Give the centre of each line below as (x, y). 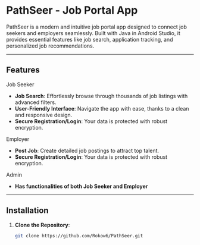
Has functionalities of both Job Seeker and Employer (81, 186)
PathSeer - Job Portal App (72, 10)
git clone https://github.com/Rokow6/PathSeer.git (79, 235)
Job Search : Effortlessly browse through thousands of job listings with (101, 96)
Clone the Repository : (42, 225)
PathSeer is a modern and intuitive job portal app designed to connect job (97, 27)
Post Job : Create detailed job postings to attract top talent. (87, 150)
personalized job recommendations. (50, 46)
